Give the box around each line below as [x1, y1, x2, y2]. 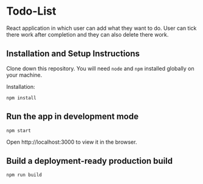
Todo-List [6, 4, 57, 18]
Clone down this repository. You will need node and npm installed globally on [6, 65, 194, 72]
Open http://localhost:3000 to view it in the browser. [6, 138, 137, 146]
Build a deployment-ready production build [6, 155, 173, 166]
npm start [6, 127, 32, 133]
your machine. [6, 71, 43, 79]
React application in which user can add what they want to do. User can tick [6, 24, 197, 32]
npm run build [6, 172, 43, 178]
